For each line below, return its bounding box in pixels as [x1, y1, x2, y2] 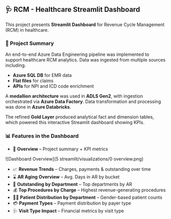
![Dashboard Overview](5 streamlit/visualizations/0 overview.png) [5, 156, 144, 162]
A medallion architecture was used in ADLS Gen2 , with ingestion [5, 93, 143, 99]
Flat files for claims [12, 77, 54, 84]
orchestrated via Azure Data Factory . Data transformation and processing [5, 98, 161, 105]
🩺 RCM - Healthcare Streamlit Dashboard [5, 5, 140, 14]
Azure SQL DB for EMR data [12, 72, 72, 78]
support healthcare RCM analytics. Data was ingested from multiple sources [5, 57, 166, 63]
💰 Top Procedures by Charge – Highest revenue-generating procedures [12, 187, 166, 193]
